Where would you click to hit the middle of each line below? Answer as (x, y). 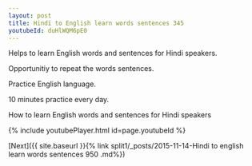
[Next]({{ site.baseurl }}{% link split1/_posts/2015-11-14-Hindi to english (126, 146)
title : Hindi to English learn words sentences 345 (96, 23)
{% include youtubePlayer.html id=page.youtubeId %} (97, 130)
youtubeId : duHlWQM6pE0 (48, 30)
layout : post (30, 16)
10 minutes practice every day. (59, 100)
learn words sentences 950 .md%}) (67, 154)
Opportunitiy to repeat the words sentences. (81, 69)
